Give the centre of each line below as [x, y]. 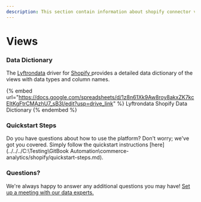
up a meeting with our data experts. [50, 192]
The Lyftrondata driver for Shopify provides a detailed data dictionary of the [100, 73]
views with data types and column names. [58, 79]
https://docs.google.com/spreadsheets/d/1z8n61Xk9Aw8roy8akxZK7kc [106, 97]
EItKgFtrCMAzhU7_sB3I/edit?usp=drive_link [60, 104]
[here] [157, 145]
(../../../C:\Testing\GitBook [38, 151]
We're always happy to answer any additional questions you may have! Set [98, 186]
